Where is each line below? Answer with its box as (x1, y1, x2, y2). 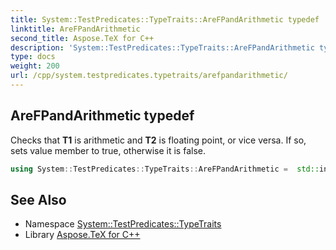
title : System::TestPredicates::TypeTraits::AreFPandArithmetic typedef (10, 14, 320, 25)
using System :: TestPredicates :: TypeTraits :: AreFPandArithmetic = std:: (10, 164, 320, 174)
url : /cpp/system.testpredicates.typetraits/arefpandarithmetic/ (10, 71, 288, 81)
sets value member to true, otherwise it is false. (10, 144, 206, 156)
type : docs (10, 52, 56, 62)
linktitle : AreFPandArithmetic (10, 24, 141, 34)
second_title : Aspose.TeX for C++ (10, 33, 155, 43)
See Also (10, 191, 67, 208)
